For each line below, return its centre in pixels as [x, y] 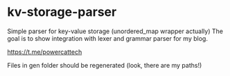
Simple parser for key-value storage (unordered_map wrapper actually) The [115, 31]
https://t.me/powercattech [45, 52]
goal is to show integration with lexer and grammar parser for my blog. [107, 38]
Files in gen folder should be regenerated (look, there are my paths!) [105, 65]
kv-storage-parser [62, 12]
